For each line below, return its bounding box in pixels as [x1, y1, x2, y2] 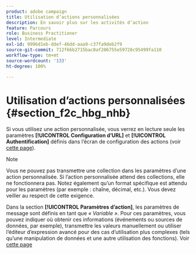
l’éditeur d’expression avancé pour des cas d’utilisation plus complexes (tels [6, 229, 190, 236]
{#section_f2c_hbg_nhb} [6, 106, 131, 119]
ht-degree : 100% [6, 63, 46, 69]
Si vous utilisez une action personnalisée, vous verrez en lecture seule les [6, 126, 185, 133]
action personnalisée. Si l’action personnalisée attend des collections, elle [6, 173, 185, 181]
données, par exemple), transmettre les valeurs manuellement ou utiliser [6, 222, 182, 229]
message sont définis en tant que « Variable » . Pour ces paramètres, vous [6, 210, 186, 217]
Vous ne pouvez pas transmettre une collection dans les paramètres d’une [6, 167, 187, 174]
